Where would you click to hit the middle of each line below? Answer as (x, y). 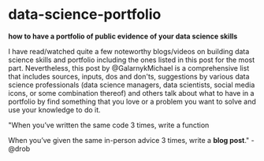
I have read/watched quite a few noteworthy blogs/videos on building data (129, 51)
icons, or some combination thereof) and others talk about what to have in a (131, 93)
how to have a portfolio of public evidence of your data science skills (123, 36)
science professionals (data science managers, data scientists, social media (132, 85)
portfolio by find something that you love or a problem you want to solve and (132, 101)
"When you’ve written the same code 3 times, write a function (109, 125)
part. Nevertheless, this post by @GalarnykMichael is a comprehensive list (129, 68)
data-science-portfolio (85, 15)
